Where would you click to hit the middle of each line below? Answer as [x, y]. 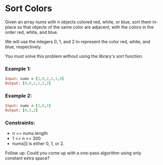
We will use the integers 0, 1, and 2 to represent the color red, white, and [78, 41]
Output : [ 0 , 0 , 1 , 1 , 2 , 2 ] [28, 83]
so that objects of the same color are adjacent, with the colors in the [85, 27]
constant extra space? [27, 158]
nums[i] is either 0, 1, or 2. [38, 144]
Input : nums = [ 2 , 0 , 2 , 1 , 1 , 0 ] [35, 79]
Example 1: [18, 68]
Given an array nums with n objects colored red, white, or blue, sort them [78, 22]
